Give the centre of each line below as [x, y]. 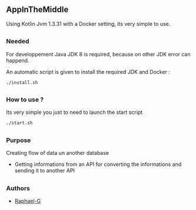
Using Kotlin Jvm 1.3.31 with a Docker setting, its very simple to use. [88, 23]
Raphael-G [28, 201]
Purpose [19, 140]
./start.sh [19, 123]
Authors [18, 188]
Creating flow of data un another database [58, 153]
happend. [18, 60]
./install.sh [22, 82]
